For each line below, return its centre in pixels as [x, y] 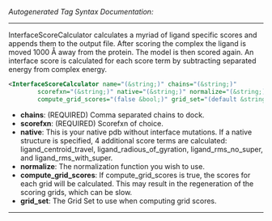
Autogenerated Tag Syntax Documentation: [81, 12]
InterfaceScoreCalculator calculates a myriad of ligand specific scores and [133, 35]
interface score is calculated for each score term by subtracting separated [132, 61]
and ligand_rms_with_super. [66, 158]
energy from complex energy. [58, 69]
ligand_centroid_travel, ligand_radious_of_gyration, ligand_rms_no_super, [141, 149]
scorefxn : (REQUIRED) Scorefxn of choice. [91, 123]
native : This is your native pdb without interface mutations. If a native [136, 132]
